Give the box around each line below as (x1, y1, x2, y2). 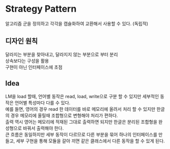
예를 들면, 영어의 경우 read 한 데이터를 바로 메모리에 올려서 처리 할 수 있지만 (5, 106, 156, 112)
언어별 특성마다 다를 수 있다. (14, 100, 71, 106)
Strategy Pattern (5, 3, 77, 15)
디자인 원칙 (5, 37, 38, 46)
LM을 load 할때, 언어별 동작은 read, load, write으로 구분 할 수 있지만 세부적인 (5, 93, 159, 99)
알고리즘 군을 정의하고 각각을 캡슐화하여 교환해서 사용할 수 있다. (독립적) (5, 20, 149, 26)
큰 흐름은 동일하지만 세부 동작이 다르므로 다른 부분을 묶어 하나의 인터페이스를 (5, 131, 158, 137)
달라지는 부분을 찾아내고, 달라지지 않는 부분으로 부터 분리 (5, 51, 118, 57)
